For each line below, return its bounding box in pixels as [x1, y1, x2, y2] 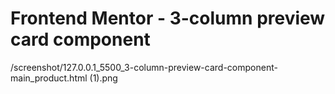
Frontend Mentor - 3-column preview [10, 7, 326, 30]
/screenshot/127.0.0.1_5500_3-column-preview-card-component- [10, 61, 278, 73]
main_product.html [10, 72, 88, 84]
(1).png [89, 72, 118, 84]
